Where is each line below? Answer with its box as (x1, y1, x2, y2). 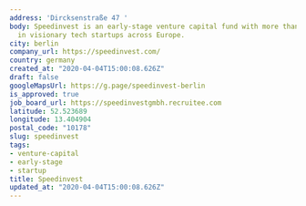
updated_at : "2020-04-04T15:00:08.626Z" (9, 183, 166, 192)
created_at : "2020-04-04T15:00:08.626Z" (9, 65, 166, 74)
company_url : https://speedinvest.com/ (9, 47, 161, 57)
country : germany (9, 56, 76, 65)
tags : (9, 140, 30, 149)
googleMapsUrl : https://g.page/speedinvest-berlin (9, 81, 206, 90)
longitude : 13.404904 (9, 115, 92, 124)
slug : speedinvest (9, 132, 79, 141)
